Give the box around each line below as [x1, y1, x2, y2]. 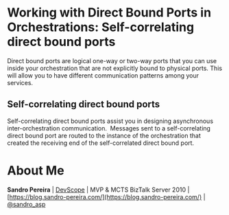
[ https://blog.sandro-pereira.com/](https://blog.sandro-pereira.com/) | [7, 192, 206, 201]
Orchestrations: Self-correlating [7, 19, 194, 35]
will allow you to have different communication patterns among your [7, 71, 200, 80]
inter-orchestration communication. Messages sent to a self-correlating [7, 124, 211, 132]
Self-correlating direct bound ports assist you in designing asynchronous [7, 117, 214, 125]
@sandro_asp [7, 200, 46, 208]
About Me [7, 163, 64, 178]
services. [7, 78, 33, 87]
